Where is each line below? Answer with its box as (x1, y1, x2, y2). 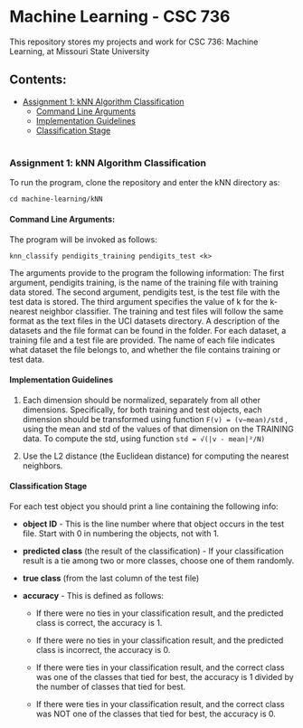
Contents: (9, 72, 67, 88)
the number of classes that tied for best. (35, 681, 186, 692)
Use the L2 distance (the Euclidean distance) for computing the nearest (22, 450, 289, 461)
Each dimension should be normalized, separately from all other (22, 394, 260, 405)
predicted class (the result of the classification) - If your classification (22, 545, 284, 556)
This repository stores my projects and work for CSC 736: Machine (9, 36, 259, 47)
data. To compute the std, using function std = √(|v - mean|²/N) (22, 432, 266, 444)
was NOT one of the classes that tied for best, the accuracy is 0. (35, 708, 276, 719)
